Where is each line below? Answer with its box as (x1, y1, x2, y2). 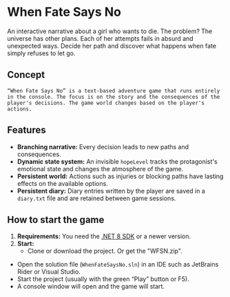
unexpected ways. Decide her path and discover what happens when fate (7, 41, 217, 50)
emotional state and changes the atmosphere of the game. (17, 164, 184, 173)
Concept (7, 69, 45, 81)
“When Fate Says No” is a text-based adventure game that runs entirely (7, 87, 220, 94)
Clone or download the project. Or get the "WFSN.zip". (27, 247, 182, 256)
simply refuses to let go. (7, 49, 76, 57)
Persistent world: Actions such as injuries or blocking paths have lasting (17, 172, 224, 180)
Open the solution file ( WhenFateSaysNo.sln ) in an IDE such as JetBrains (17, 260, 219, 269)
